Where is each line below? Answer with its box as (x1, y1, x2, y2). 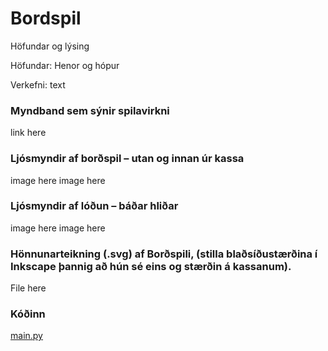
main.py (10, 330, 43, 342)
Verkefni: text (10, 78, 66, 91)
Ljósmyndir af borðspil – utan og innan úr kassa (10, 152, 245, 166)
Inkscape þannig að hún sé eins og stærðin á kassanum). (10, 259, 292, 273)
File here (10, 282, 47, 294)
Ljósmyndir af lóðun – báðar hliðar (10, 199, 179, 213)
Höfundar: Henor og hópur (10, 59, 120, 71)
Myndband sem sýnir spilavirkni (10, 103, 170, 117)
